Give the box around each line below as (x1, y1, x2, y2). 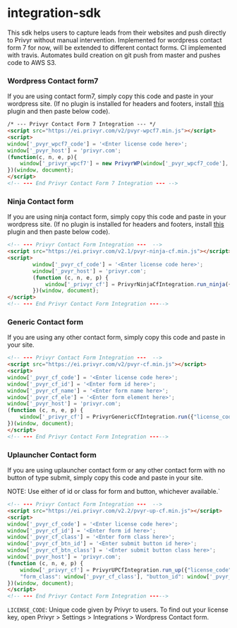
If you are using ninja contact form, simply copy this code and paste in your (7, 213, 226, 221)
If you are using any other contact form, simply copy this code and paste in (7, 333, 226, 342)
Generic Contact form (7, 316, 83, 326)
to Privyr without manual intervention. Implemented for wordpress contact (7, 35, 222, 44)
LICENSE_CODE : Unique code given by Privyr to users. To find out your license (7, 605, 229, 614)
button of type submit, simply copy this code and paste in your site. (7, 473, 203, 482)
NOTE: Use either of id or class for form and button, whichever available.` (7, 487, 221, 495)
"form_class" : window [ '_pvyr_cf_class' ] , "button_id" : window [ (20, 573, 210, 580)
